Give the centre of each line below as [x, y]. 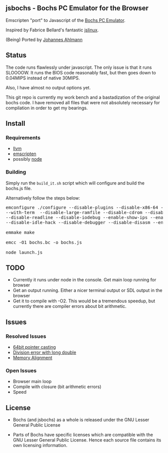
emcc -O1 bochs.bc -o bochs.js [44, 242]
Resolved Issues [26, 336]
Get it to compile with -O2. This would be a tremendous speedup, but [84, 301]
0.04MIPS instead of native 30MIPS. [43, 78]
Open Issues [21, 371]
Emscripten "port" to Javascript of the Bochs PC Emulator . [66, 20]
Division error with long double [44, 352]
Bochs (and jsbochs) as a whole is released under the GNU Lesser [81, 420]
